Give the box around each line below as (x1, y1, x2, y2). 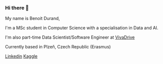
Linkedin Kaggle (5, 53, 38, 59)
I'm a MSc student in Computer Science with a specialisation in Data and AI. (5, 25, 159, 31)
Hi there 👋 (5, 4, 29, 11)
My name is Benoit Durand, (5, 16, 60, 21)
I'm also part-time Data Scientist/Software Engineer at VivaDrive (5, 34, 135, 41)
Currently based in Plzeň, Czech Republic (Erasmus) (5, 44, 111, 50)
